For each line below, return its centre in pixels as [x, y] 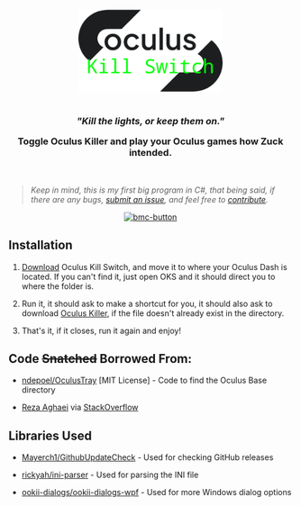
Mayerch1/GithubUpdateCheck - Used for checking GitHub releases [147, 457]
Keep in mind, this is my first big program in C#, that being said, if [153, 190]
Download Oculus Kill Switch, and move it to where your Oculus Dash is [154, 267]
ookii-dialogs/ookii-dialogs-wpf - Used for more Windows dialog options [156, 492]
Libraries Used [50, 435]
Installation [41, 245]
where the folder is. [58, 286]
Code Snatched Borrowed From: [100, 359]
